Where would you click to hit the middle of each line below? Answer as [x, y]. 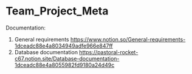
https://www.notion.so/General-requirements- [128, 39]
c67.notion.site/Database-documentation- [67, 58]
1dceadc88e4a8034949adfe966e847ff [63, 46]
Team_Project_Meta [57, 11]
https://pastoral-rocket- [109, 52]
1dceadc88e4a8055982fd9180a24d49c [64, 65]
